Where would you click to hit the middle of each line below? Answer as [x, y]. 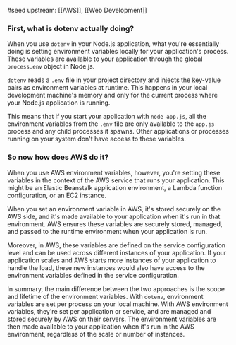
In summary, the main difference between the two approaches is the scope [116, 288]
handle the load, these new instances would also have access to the [106, 267]
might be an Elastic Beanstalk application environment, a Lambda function [115, 187]
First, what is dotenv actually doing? [71, 28]
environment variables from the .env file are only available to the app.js [111, 124]
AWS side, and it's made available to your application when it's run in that [114, 216]
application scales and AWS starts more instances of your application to [112, 260]
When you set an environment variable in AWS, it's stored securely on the [114, 209]
